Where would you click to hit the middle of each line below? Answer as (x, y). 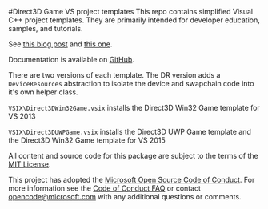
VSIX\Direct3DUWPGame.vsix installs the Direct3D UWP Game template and (130, 132)
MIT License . (30, 164)
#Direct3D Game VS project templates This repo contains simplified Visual (131, 12)
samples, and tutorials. (46, 28)
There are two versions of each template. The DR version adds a (114, 75)
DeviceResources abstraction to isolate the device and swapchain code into (131, 84)
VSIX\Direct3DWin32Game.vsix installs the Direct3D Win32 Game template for (134, 108)
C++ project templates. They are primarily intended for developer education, (134, 20)
